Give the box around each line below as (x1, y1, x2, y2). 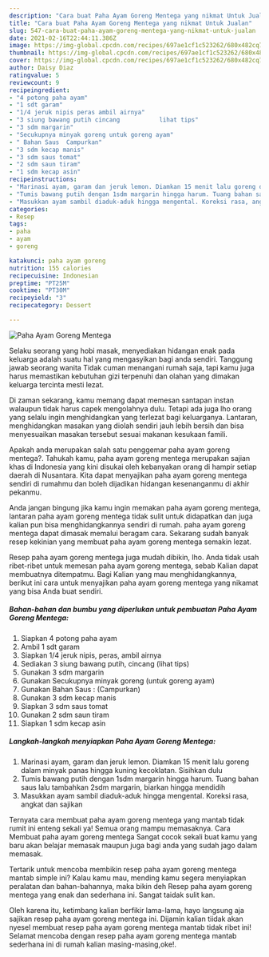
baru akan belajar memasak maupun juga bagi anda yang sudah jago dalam (9, 840, 258, 850)
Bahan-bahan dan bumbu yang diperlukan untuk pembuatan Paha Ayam (9, 605, 258, 615)
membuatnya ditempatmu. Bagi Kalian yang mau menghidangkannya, (9, 569, 237, 579)
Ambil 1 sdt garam (20, 642, 81, 651)
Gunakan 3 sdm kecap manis (20, 693, 117, 703)
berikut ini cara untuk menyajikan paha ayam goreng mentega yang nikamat (9, 578, 259, 587)
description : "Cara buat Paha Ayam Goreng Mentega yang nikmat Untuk (9, 11, 246, 20)
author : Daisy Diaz (9, 64, 74, 72)
